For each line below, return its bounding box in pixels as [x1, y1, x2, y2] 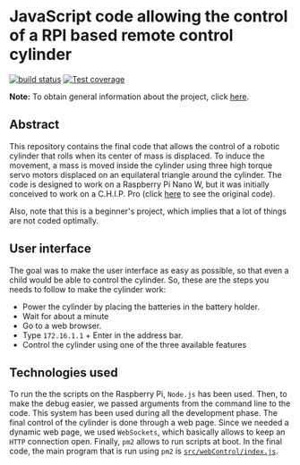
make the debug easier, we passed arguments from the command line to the [9, 398, 291, 409]
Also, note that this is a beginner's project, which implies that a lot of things [9, 206, 287, 216]
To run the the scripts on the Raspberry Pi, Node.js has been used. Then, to [9, 389, 288, 400]
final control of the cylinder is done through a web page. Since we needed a [9, 418, 289, 428]
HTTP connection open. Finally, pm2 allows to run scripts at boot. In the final [9, 436, 282, 447]
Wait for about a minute [21, 310, 109, 321]
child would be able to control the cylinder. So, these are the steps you [9, 275, 270, 285]
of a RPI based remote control [9, 25, 234, 46]
